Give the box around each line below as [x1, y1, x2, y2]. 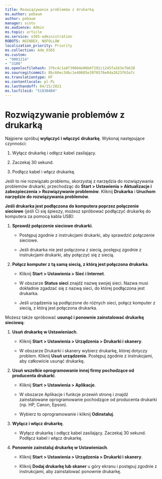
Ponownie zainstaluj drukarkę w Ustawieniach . [12, 445, 109, 450]
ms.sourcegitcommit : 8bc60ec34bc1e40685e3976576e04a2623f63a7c [5, 70, 135, 75]
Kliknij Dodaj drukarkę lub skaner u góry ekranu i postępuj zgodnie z [19, 463, 157, 469]
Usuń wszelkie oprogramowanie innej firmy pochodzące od [12, 367, 134, 374]
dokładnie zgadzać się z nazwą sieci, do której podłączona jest [19, 285, 145, 291]
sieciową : [5, 320, 25, 326]
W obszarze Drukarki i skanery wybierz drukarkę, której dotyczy [19, 348, 147, 354]
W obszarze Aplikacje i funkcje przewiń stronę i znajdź [19, 392, 129, 397]
